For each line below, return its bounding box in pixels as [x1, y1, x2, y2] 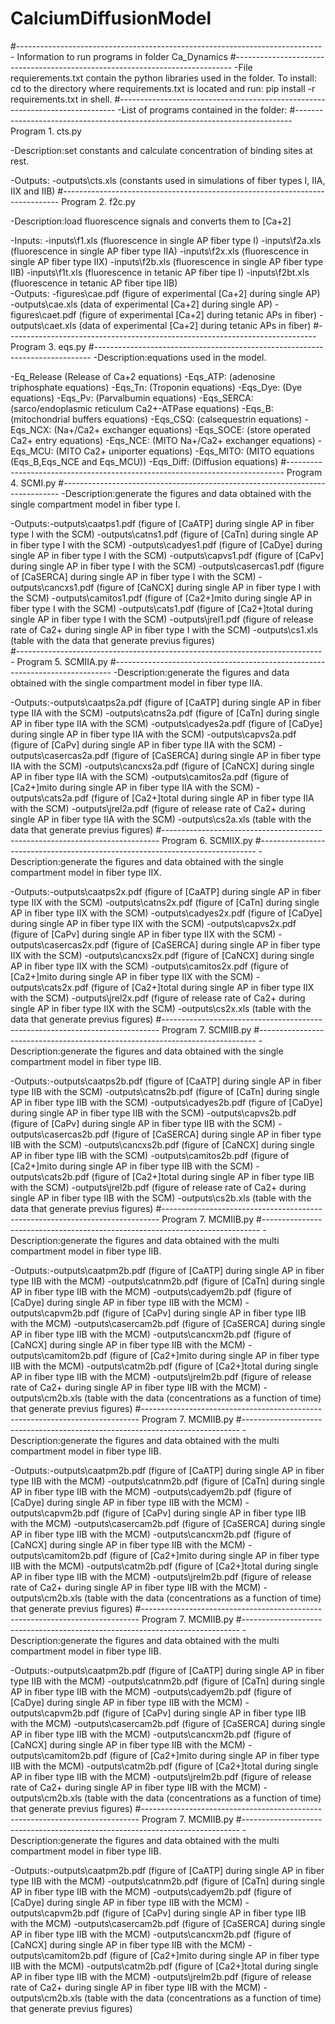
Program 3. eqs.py [10, 340, 87, 352]
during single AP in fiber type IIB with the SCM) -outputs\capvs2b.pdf [10, 1107, 297, 1119]
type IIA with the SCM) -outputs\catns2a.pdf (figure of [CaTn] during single [10, 707, 320, 719]
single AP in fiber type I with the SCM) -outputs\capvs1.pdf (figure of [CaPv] [10, 549, 325, 561]
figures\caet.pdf [10, 308, 77, 321]
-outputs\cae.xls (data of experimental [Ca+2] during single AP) [10, 298, 273, 310]
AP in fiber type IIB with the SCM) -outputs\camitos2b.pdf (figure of [10, 1149, 290, 1161]
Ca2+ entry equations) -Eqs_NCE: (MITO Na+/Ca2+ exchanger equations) [10, 434, 316, 446]
